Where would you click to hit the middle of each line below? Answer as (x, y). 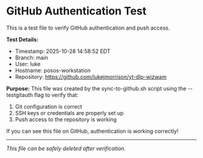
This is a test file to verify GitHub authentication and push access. (88, 28)
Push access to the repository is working (66, 119)
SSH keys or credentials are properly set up (69, 113)
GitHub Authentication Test (76, 11)
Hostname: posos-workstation (53, 70)
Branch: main (31, 57)
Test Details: (22, 39)
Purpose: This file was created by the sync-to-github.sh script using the (96, 88)
